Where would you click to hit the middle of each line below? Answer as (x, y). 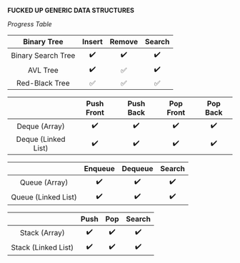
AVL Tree (43, 70)
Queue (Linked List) (44, 197)
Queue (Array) (44, 182)
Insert (92, 42)
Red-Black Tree (43, 83)
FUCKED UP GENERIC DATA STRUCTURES (71, 10)
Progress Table (30, 24)
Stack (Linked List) (42, 247)
